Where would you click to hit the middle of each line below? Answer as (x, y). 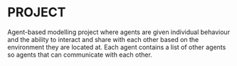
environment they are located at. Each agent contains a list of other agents (117, 47)
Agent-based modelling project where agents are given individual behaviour (118, 32)
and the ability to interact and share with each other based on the (103, 39)
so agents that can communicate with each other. (80, 55)
